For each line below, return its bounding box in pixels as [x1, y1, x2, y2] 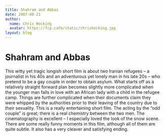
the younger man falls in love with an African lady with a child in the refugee [5, 89, 160, 95]
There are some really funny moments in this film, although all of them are [5, 121, 156, 127]
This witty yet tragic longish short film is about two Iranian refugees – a [5, 68, 150, 74]
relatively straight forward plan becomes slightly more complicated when [5, 84, 154, 90]
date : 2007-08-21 [5, 12, 41, 17]
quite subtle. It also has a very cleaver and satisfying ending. [5, 126, 128, 132]
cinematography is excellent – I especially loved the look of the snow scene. [5, 115, 160, 122]
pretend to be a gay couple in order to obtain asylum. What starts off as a [5, 78, 154, 84]
